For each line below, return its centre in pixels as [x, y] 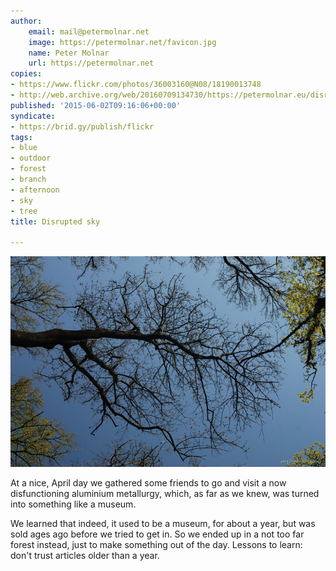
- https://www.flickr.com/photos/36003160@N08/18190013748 [136, 85]
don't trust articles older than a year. [85, 555]
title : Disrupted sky [55, 221]
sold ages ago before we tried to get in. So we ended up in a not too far [157, 534]
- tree [24, 211]
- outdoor [31, 158]
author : [26, 21]
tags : [21, 137]
